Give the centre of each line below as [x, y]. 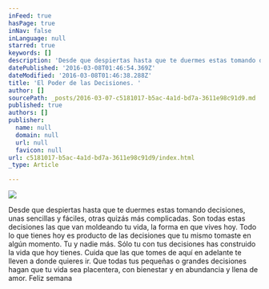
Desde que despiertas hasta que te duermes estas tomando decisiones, [127, 210]
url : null [32, 142]
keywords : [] [30, 53]
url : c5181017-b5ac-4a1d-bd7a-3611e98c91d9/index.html [102, 157]
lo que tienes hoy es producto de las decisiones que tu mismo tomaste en [130, 236]
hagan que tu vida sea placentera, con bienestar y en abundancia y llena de [133, 270]
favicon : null [39, 150]
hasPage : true [32, 23]
